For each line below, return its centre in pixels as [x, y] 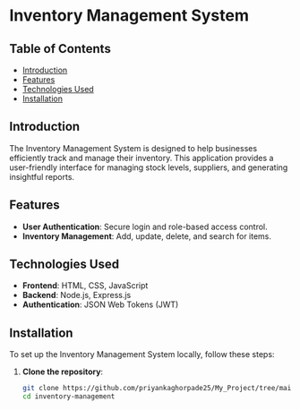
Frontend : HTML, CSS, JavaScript [85, 286]
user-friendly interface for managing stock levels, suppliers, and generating [149, 167]
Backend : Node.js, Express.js [77, 295]
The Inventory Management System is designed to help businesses [133, 148]
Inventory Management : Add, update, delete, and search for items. [146, 236]
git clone [41, 389]
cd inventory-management [69, 397]
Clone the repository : [63, 372]
